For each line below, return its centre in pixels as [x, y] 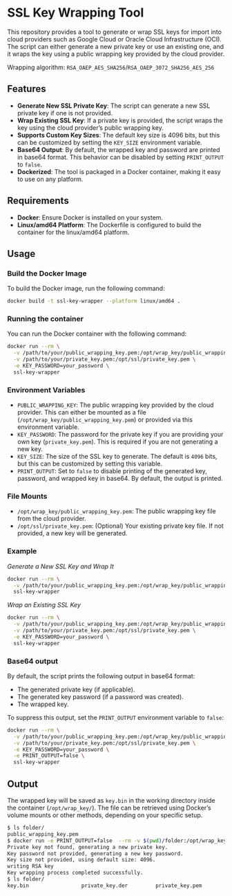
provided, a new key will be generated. [72, 533]
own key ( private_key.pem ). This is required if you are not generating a [117, 442]
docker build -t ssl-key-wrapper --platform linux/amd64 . [94, 301]
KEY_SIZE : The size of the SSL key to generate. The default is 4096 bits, [117, 457]
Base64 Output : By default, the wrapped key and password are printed [118, 149]
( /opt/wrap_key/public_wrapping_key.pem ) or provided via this [105, 420]
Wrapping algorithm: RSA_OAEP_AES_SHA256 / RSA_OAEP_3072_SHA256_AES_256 [111, 67]
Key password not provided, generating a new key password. [96, 854]
